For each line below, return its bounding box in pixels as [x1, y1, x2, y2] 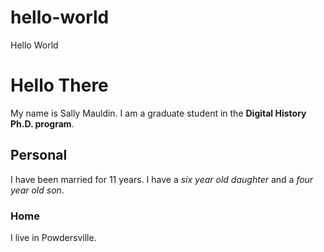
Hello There [10, 74, 109, 97]
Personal [10, 147, 68, 164]
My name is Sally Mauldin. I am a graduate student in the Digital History [10, 107, 307, 119]
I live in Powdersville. [10, 231, 97, 243]
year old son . [10, 184, 65, 196]
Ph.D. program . [10, 117, 75, 130]
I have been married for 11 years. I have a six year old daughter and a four [10, 173, 314, 185]
